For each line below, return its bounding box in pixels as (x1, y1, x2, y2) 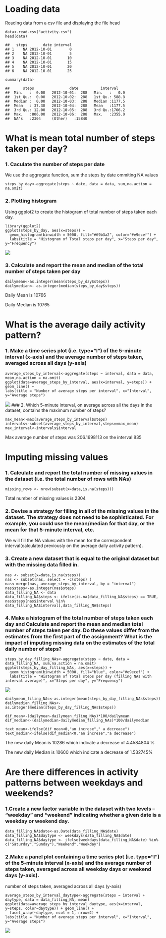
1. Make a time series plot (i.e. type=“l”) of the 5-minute (5, 347, 142, 354)
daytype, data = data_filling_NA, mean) (5, 897, 90, 902)
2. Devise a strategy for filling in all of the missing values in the (5, 507, 159, 514)
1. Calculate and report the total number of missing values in (5, 469, 153, 476)
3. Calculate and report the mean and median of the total (5, 262, 144, 269)
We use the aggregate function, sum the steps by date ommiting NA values (5, 172, 159, 178)
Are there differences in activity (5, 767, 139, 778)
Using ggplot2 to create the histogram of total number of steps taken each (5, 209, 157, 215)
